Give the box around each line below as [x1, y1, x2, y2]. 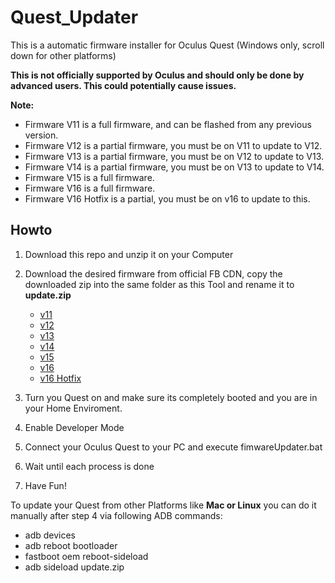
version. [24, 129, 59, 141]
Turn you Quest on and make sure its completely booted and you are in [24, 391, 318, 403]
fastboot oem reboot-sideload [24, 550, 149, 562]
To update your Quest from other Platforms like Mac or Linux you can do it [10, 499, 317, 511]
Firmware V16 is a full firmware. [24, 182, 156, 194]
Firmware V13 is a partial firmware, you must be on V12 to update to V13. [24, 150, 325, 162]
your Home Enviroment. [24, 402, 123, 414]
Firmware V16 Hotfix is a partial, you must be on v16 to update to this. [24, 192, 311, 205]
